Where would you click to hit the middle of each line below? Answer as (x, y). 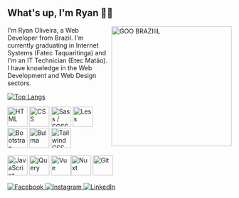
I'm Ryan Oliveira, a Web (43, 30)
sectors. (20, 83)
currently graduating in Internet (53, 45)
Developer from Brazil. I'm (46, 38)
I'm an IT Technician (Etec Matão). (58, 60)
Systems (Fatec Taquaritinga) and (57, 53)
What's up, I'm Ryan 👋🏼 (60, 13)
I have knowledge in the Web (50, 67)
